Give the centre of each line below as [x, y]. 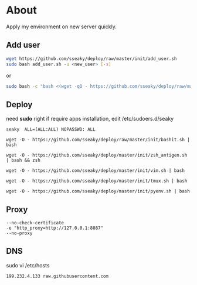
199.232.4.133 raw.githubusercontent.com [57, 276]
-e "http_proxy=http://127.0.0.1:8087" [55, 228]
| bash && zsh [23, 160]
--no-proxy [19, 233]
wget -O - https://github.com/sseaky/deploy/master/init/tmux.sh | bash [97, 181]
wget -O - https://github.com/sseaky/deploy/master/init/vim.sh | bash [95, 171]
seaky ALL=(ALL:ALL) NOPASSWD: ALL [51, 130]
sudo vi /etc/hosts [28, 265]
